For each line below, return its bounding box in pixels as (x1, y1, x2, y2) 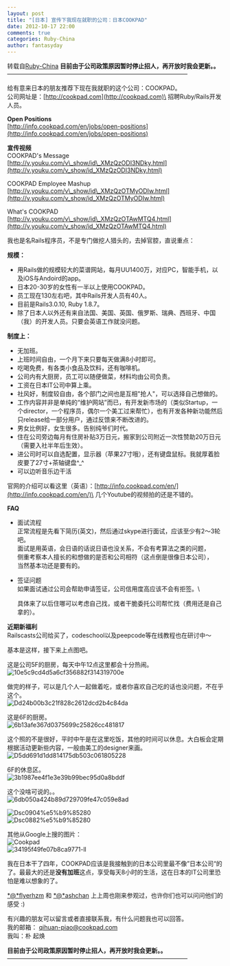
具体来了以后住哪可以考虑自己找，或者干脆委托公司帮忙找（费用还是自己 (16, 599, 222, 607)
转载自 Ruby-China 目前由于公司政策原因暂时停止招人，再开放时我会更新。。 (7, 62, 220, 70)
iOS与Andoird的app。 (23, 274, 84, 282)
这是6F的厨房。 (7, 713, 51, 721)
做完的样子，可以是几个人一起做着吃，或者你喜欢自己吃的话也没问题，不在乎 (7, 683, 224, 690)
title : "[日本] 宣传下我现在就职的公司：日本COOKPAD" (7, 17, 148, 23)
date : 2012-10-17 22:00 (7, 23, 76, 30)
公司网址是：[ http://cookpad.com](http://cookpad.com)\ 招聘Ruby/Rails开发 (7, 92, 222, 101)
